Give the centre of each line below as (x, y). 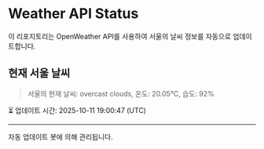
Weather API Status (73, 14)
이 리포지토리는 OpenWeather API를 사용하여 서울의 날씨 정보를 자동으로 (120, 36)
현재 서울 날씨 (39, 73)
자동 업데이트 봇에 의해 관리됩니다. (60, 136)
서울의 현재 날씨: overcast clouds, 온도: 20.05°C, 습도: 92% (121, 93)
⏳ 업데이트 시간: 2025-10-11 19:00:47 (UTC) (77, 110)
